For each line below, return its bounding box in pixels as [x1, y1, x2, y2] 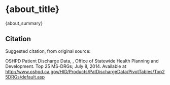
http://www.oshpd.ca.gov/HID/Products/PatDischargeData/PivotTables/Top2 [5, 68, 165, 74]
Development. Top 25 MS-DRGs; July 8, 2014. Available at [5, 63, 127, 69]
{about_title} [5, 4, 60, 15]
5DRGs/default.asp [5, 74, 45, 80]
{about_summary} [5, 20, 43, 26]
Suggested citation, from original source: [5, 48, 91, 54]
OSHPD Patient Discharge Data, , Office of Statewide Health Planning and [5, 58, 159, 64]
